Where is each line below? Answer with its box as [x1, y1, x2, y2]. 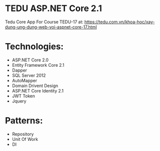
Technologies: [5, 41, 64, 52]
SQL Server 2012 [12, 72, 46, 78]
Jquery [12, 98, 27, 104]
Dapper [12, 67, 28, 73]
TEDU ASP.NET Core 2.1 [5, 3, 102, 14]
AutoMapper [12, 77, 37, 83]
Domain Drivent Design [12, 83, 58, 89]
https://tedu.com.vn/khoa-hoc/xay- [84, 19, 155, 25]
